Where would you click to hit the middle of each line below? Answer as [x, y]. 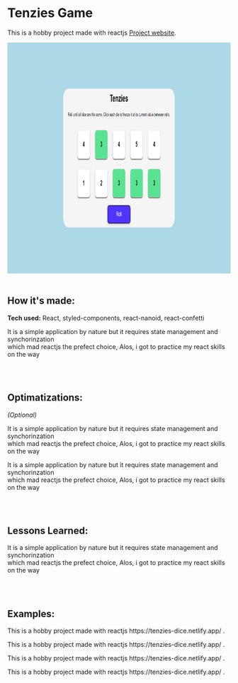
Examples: [31, 614]
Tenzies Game [50, 13]
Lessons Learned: [48, 530]
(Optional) [22, 415]
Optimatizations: [45, 398]
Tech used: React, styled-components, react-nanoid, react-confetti [106, 318]
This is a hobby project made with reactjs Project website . [92, 33]
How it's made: [41, 301]
